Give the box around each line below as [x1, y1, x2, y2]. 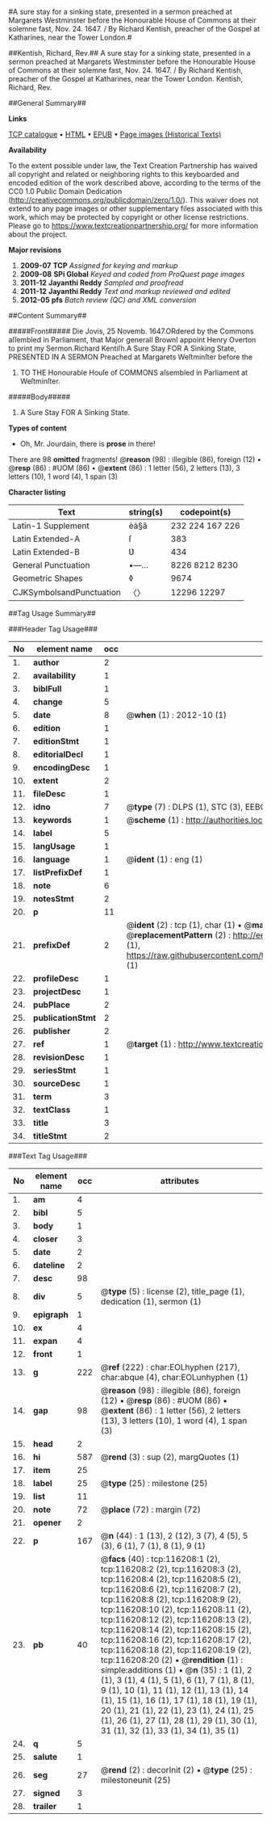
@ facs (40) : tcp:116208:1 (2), [100, 1554, 220, 1564]
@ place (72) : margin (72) [100, 1504, 202, 1515]
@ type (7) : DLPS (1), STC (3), [126, 801, 244, 812]
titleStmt [33, 1131, 67, 1141]
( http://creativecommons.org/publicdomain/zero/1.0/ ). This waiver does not [8, 195, 260, 204]
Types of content [8, 423, 67, 433]
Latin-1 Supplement [12, 520, 90, 531]
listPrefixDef [33, 867, 83, 878]
